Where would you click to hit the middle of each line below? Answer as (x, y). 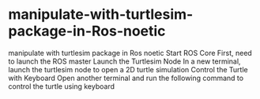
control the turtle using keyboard (62, 86)
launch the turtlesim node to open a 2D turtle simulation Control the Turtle (128, 69)
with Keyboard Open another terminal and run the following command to (126, 78)
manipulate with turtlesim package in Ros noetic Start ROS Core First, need (130, 53)
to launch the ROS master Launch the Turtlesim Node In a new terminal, (124, 61)
